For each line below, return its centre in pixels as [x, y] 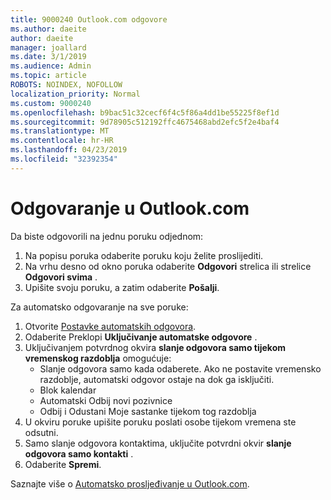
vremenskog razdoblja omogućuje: [98, 358]
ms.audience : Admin [51, 66]
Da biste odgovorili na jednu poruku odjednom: [107, 236]
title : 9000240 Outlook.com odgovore [89, 19]
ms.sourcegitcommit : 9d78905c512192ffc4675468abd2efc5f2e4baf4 [145, 122]
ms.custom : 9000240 [51, 103]
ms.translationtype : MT [60, 131]
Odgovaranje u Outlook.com [130, 208]
